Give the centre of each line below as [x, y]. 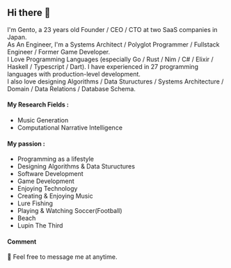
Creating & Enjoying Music [55, 196]
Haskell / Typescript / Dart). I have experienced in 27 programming [103, 66]
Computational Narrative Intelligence [70, 128]
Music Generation [43, 120]
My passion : [26, 143]
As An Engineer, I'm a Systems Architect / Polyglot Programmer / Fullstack [113, 44]
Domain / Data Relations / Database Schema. [71, 88]
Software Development [50, 174]
